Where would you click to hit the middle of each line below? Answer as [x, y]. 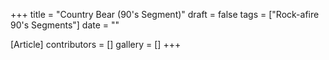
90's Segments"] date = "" [65, 25]
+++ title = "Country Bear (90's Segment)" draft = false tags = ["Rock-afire [165, 14]
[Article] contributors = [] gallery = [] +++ [96, 44]
